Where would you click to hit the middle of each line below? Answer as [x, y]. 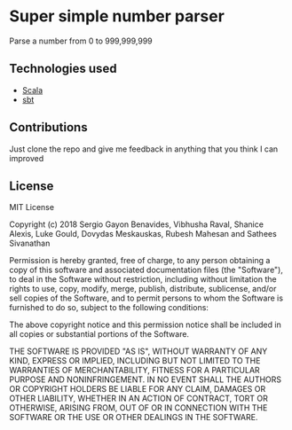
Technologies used [63, 69]
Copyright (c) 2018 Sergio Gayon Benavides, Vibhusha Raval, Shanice [137, 224]
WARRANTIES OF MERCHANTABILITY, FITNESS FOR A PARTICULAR [134, 371]
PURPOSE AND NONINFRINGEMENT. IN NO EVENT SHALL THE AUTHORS [146, 379]
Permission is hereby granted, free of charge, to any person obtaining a [140, 261]
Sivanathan [30, 243]
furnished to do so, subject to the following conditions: [109, 308]
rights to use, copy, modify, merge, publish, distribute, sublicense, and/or [143, 289]
